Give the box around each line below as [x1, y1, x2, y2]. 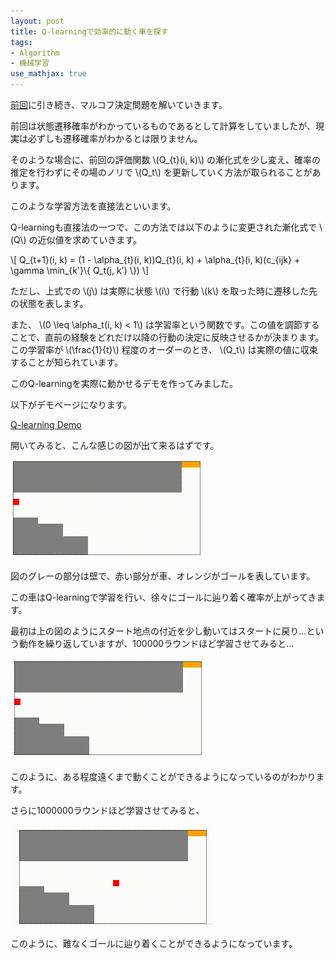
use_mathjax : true [10, 69, 87, 79]
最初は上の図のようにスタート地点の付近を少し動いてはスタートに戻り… [10, 625, 307, 637]
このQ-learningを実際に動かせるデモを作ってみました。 [10, 378, 239, 389]
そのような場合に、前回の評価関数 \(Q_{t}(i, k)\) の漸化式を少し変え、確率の [10, 154, 322, 165]
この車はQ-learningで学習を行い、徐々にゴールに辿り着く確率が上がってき [10, 591, 317, 603]
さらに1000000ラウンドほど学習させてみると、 [10, 805, 205, 816]
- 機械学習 [10, 58, 50, 69]
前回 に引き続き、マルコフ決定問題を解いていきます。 [10, 99, 228, 110]
